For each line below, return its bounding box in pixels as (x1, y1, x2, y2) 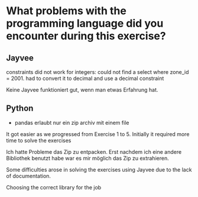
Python (6, 104, 34, 114)
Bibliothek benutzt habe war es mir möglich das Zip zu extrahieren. (6, 154, 170, 162)
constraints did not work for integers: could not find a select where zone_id (6, 69, 189, 75)
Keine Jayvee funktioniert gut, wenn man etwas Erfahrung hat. (6, 86, 158, 93)
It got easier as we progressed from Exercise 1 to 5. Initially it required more (6, 130, 190, 137)
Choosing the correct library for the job (6, 183, 102, 190)
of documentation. (6, 172, 51, 179)
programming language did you (6, 17, 164, 30)
